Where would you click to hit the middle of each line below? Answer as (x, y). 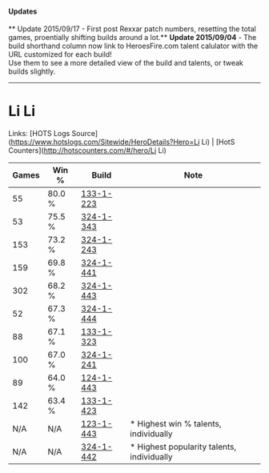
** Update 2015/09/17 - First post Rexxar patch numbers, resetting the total (132, 29)
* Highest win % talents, (176, 424)
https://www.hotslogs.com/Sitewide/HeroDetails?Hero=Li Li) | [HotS (123, 142)
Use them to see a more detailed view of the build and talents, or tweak (126, 63)
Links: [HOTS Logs (39, 134)
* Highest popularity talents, (183, 447)
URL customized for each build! (60, 54)
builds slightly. (32, 71)
